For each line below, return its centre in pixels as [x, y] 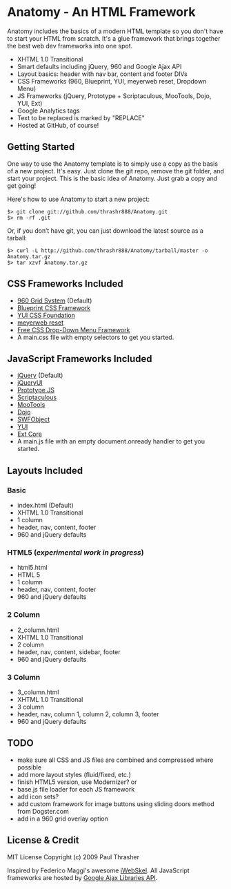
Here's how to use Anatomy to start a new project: [79, 199]
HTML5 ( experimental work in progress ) [76, 552]
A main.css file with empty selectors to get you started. [96, 337]
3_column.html [38, 692]
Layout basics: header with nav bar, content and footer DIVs [102, 74]
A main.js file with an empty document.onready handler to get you [111, 441]
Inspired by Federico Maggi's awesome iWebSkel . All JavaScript [98, 870]
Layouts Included [45, 470]
